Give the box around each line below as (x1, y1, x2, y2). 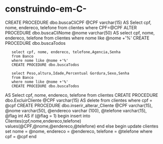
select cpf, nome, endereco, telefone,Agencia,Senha (11, 50, 121, 54)
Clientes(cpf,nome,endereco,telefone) (5, 118, 82, 124)
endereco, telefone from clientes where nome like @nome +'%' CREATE (5, 35, 150, 41)
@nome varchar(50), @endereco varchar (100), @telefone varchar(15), (5, 108, 147, 113)
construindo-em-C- (5, 3, 87, 15)
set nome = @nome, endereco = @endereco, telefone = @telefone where (5, 128, 153, 134)
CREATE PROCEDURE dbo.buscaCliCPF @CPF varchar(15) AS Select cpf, (5, 19, 152, 25)
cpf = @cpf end (5, 133, 37, 139)
